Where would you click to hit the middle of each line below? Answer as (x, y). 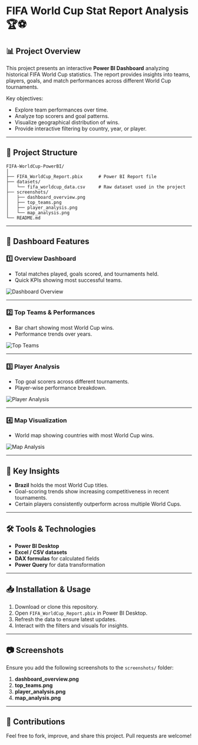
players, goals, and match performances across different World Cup (89, 81)
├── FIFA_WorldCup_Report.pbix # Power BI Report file (82, 176)
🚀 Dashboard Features (48, 242)
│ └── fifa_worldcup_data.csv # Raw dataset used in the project (96, 187)
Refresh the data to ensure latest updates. (65, 619)
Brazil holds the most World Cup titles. (62, 485)
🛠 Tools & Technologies (51, 529)
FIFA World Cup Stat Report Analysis (98, 11)
